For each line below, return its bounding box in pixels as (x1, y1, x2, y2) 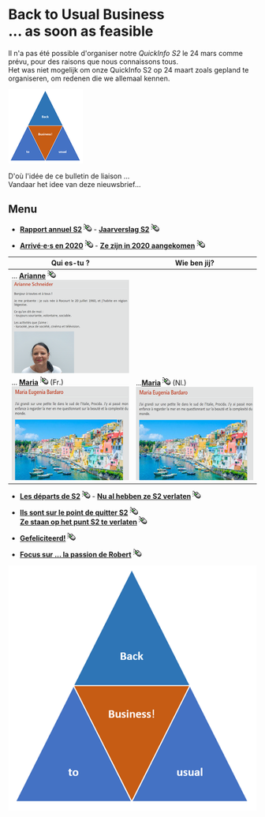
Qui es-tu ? (50, 258, 91, 268)
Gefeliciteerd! (19, 533, 66, 542)
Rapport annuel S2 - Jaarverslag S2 (19, 224, 150, 234)
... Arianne (11, 271, 46, 280)
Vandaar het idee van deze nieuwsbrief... (8, 179, 141, 189)
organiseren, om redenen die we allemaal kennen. (8, 73, 170, 83)
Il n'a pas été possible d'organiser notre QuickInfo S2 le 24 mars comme (8, 48, 243, 58)
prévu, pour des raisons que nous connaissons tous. (8, 57, 179, 66)
